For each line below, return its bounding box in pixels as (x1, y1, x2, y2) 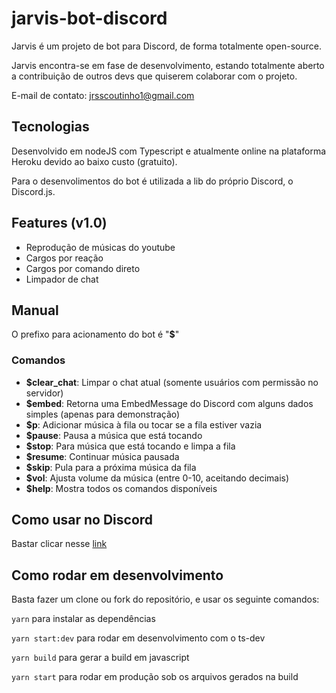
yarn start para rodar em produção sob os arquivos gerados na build (11, 671, 299, 683)
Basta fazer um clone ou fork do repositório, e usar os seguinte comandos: (11, 593, 320, 606)
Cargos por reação (25, 252, 104, 264)
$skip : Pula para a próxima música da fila (25, 461, 197, 473)
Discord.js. (11, 185, 56, 197)
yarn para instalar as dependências (11, 613, 156, 625)
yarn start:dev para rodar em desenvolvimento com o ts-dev (11, 632, 266, 644)
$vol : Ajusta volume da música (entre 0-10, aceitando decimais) (25, 472, 290, 484)
